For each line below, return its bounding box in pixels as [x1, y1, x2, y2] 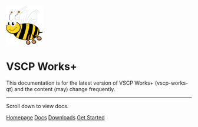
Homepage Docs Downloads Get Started [6, 113, 105, 121]
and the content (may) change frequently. [14, 85, 115, 92]
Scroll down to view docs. [6, 102, 69, 109]
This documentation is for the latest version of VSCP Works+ [6, 79, 154, 86]
